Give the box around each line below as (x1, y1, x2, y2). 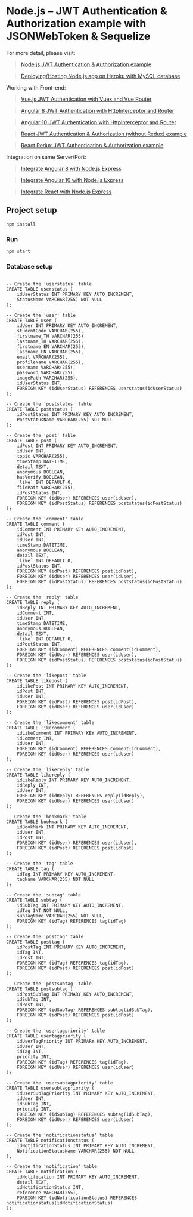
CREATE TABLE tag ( (6, 866, 55, 872)
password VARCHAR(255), (17, 370, 76, 376)
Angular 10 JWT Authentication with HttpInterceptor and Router (20, 118, 177, 126)
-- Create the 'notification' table (6, 1164, 97, 1170)
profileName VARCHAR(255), (17, 359, 84, 365)
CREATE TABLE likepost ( (6, 678, 68, 684)
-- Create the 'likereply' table (6, 767, 89, 773)
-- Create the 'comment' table (6, 516, 84, 522)
